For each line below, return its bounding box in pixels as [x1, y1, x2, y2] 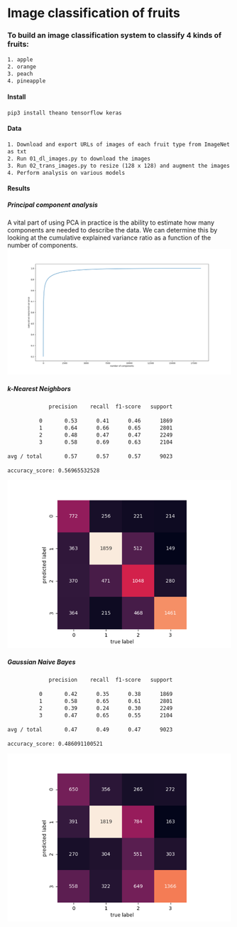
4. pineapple [7, 77, 46, 85]
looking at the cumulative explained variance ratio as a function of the [7, 233, 211, 242]
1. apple [7, 56, 33, 63]
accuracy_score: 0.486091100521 [7, 741, 103, 748]
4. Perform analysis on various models [7, 169, 126, 176]
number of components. [7, 241, 78, 250]
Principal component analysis [7, 200, 98, 209]
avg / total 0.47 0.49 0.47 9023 [7, 727, 173, 734]
